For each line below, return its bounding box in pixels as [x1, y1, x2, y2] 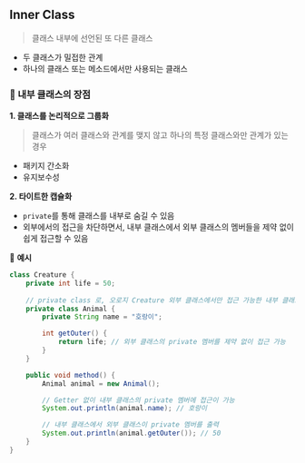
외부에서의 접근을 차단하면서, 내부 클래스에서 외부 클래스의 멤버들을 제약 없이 [22, 222, 295, 232]
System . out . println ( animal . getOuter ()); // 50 [42, 429, 221, 438]
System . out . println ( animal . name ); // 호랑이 [42, 404, 207, 413]
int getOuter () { [42, 329, 107, 339]
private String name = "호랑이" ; [42, 312, 163, 321]
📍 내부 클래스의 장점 [9, 88, 91, 101]
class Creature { [9, 271, 75, 280]
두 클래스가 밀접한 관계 [22, 52, 103, 63]
